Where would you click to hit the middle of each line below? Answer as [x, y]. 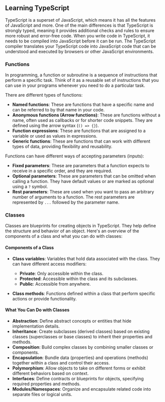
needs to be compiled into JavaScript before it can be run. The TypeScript [80, 41]
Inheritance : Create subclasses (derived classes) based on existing [81, 331]
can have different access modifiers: [49, 264]
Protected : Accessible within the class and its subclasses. [79, 279]
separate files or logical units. [42, 394]
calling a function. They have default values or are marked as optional [83, 182]
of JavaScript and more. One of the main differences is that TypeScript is [79, 25]
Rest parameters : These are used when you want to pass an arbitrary [83, 192]
